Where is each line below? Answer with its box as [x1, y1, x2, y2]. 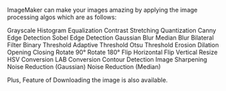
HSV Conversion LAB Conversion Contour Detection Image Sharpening [7, 55, 208, 64]
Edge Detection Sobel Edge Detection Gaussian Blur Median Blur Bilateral [7, 34, 214, 42]
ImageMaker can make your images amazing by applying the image [7, 6, 198, 14]
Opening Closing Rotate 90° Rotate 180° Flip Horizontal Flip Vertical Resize [7, 48, 218, 56]
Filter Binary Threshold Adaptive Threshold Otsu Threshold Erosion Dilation [7, 41, 219, 49]
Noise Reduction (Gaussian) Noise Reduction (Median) [7, 63, 161, 70]
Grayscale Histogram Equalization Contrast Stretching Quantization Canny [7, 27, 216, 34]
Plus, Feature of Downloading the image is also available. [7, 76, 168, 84]
